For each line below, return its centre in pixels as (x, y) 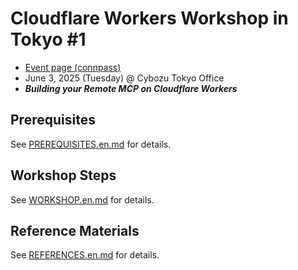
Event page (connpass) (73, 67)
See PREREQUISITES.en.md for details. (91, 144)
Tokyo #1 (48, 39)
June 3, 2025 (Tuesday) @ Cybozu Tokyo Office (124, 78)
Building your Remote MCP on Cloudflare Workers (131, 88)
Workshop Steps (63, 175)
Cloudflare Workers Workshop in (149, 18)
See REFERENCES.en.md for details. (85, 255)
